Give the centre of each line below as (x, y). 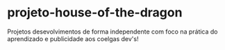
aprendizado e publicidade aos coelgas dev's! (73, 38)
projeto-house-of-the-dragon (95, 13)
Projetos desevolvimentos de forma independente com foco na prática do (112, 32)
